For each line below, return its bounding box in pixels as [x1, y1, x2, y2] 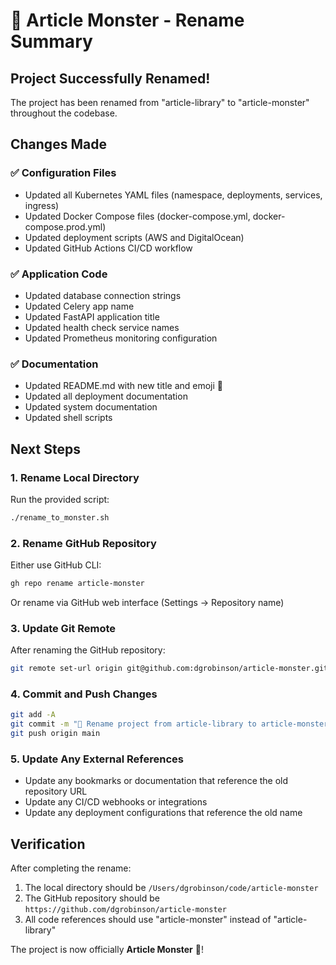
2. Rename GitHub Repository [10, 536, 157, 550]
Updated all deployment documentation [24, 390, 188, 403]
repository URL [24, 785, 88, 798]
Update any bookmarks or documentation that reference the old [24, 775, 289, 787]
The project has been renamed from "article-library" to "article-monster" [10, 97, 310, 108]
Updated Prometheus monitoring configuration [24, 332, 218, 344]
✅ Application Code [10, 267, 108, 281]
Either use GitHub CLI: [10, 559, 102, 571]
